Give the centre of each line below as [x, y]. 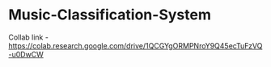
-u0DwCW [26, 54]
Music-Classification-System [110, 15]
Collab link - [28, 37]
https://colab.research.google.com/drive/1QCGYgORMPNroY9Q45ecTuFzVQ [135, 45]
